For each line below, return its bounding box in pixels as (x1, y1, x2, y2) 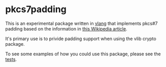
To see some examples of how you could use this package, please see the (5, 51, 161, 57)
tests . (5, 56, 17, 62)
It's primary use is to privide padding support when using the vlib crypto (5, 36, 156, 42)
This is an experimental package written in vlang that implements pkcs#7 (5, 20, 158, 26)
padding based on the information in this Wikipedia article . (5, 25, 127, 31)
